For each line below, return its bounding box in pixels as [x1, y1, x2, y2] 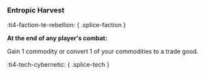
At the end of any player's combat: [7, 34, 108, 42]
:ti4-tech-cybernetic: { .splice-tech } [7, 61, 110, 69]
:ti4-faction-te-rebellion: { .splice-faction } [7, 21, 126, 29]
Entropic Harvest [7, 5, 65, 15]
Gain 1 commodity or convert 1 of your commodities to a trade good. [7, 47, 199, 56]
